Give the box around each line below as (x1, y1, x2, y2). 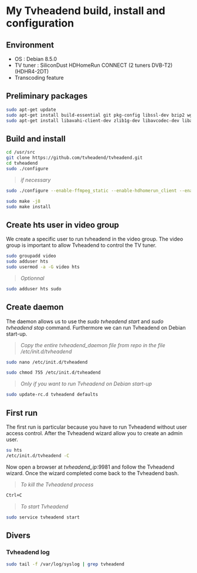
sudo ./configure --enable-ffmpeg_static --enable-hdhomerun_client (6, 188, 177, 194)
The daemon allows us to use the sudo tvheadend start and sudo (6, 318, 164, 325)
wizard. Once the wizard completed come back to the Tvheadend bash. (6, 469, 179, 476)
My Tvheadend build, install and (6, 4, 165, 18)
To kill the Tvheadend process (20, 481, 94, 488)
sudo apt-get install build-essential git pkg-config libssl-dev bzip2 (6, 112, 185, 118)
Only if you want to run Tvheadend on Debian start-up (20, 380, 152, 388)
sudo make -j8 (6, 198, 41, 204)
